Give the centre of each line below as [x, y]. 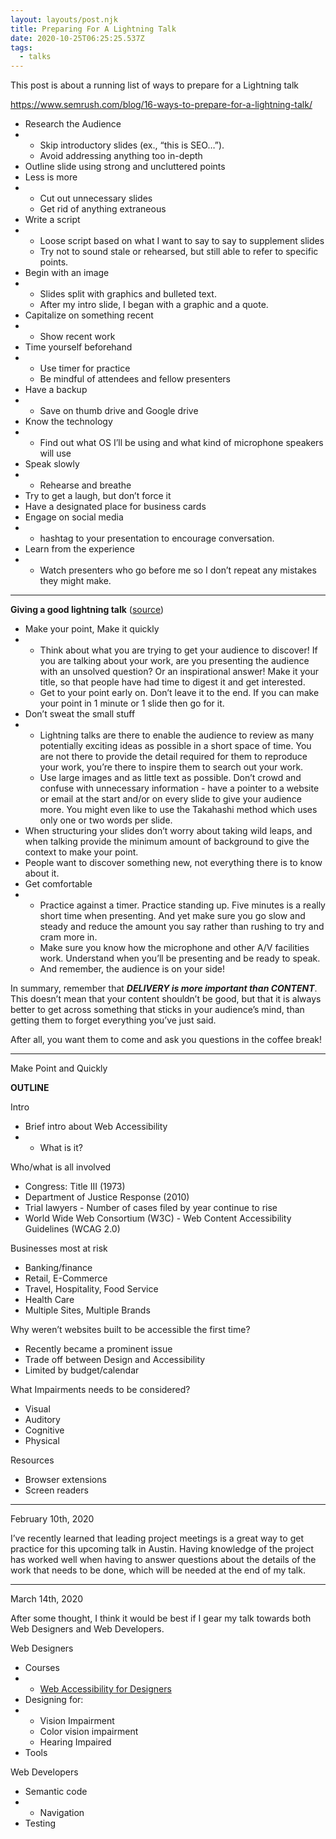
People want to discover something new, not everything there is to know [173, 863]
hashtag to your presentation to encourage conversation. [157, 538]
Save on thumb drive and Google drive [119, 411]
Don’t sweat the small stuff [80, 714]
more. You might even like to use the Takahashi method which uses [178, 810]
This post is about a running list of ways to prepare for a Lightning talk [155, 85]
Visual [37, 1409]
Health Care [49, 1300]
